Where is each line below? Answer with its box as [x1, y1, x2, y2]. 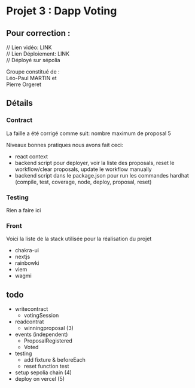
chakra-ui [14, 247, 39, 254]
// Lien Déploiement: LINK [6, 50, 70, 57]
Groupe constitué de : [6, 68, 60, 75]
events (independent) [14, 331, 68, 338]
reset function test [23, 363, 69, 370]
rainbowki [14, 259, 39, 267]
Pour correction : [6, 28, 71, 38]
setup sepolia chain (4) [14, 369, 72, 376]
